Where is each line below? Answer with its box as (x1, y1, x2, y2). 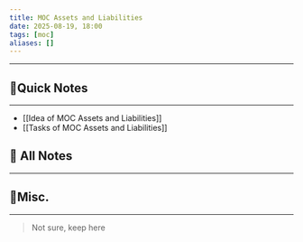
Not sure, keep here (31, 222, 106, 233)
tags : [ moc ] (9, 30, 54, 39)
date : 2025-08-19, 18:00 (9, 22, 103, 31)
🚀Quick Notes (9, 80, 88, 96)
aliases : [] (9, 38, 54, 48)
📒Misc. (9, 190, 50, 205)
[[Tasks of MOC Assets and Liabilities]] (22, 123, 168, 134)
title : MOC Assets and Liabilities (9, 13, 143, 23)
